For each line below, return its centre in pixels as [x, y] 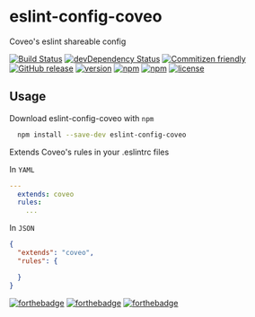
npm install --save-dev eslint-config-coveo [102, 135]
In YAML [22, 169]
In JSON [22, 228]
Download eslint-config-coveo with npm [82, 118]
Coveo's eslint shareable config [68, 41]
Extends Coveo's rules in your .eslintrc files [89, 152]
